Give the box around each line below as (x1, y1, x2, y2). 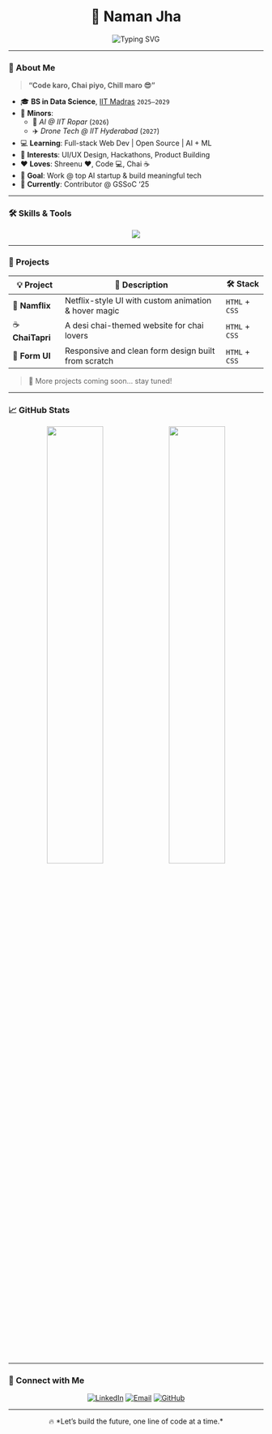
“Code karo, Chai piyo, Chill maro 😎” (28, 80, 155, 90)
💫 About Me (8, 62, 56, 73)
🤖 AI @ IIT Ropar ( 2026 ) (32, 117, 109, 127)
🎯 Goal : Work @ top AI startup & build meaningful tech (19, 170, 202, 181)
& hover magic (64, 304, 120, 316)
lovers (64, 330, 89, 342)
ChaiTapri (12, 332, 51, 343)
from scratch (64, 355, 114, 366)
